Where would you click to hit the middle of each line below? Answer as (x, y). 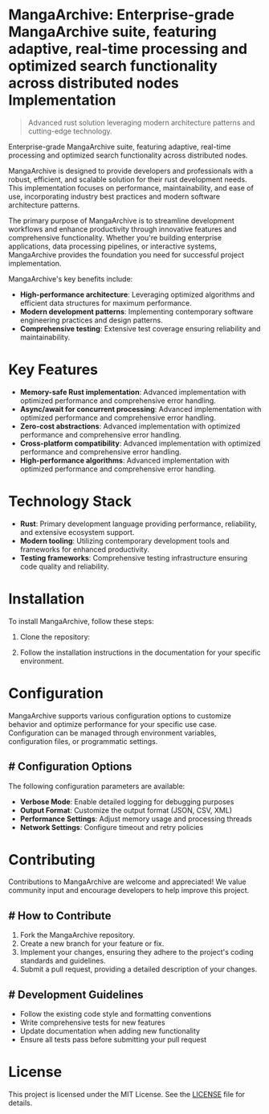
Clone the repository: (55, 636)
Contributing (52, 859)
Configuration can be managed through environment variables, (112, 733)
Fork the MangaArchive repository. (77, 935)
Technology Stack (70, 502)
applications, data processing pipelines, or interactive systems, (112, 246)
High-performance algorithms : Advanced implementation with (125, 460)
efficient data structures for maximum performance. (106, 302)
